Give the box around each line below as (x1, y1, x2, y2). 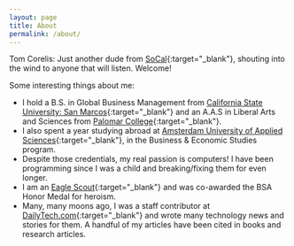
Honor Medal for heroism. (21, 191, 117, 202)
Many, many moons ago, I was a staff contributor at (21, 201, 211, 211)
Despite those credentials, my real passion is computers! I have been (21, 154, 275, 165)
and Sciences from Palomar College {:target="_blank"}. (21, 116, 222, 127)
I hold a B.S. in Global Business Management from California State (21, 97, 263, 108)
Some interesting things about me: (9, 81, 135, 91)
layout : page (9, 12, 58, 22)
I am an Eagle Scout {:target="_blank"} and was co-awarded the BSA (21, 182, 273, 193)
